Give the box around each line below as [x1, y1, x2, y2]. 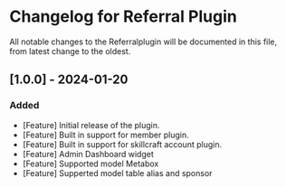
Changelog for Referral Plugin [9, 6, 237, 27]
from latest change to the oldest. [9, 45, 131, 56]
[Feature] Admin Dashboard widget [22, 148, 154, 159]
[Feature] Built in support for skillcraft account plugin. [22, 138, 223, 150]
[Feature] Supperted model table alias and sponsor [22, 167, 213, 178]
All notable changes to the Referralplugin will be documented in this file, [9, 36, 278, 47]
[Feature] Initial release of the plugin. [22, 119, 160, 130]
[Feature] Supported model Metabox [22, 158, 159, 169]
